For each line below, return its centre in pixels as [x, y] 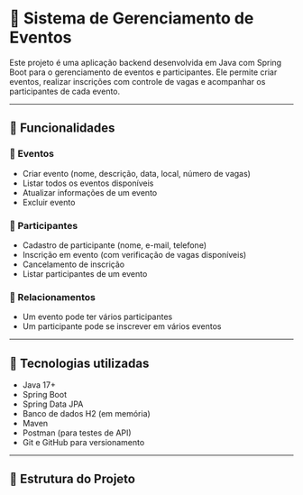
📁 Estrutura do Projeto [72, 479]
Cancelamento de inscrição [73, 264]
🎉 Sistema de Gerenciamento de [132, 18]
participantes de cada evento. [65, 91]
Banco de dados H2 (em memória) [86, 414]
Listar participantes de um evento [85, 273]
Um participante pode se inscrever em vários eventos [122, 326]
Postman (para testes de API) [77, 433]
